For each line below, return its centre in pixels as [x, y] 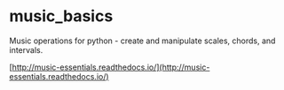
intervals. [26, 49]
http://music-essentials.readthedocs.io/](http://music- [111, 67]
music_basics [61, 16]
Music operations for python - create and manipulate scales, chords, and [142, 41]
